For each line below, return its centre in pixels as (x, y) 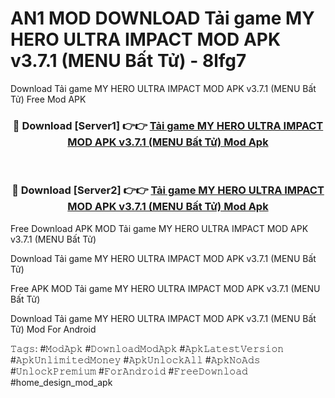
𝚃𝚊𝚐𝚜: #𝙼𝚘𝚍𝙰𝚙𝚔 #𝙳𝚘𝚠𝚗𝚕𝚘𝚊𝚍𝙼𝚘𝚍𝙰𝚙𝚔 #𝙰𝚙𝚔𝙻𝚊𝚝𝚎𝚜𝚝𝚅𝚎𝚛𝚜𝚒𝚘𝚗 (147, 348)
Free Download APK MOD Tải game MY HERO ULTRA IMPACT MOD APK (159, 228)
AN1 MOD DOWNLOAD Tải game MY (162, 18)
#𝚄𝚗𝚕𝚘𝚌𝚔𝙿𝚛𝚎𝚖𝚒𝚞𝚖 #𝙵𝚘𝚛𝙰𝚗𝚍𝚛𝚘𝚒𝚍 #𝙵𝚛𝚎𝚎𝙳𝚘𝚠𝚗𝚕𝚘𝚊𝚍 (129, 371)
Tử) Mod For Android (53, 329)
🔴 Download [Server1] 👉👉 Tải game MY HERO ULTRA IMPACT (168, 125)
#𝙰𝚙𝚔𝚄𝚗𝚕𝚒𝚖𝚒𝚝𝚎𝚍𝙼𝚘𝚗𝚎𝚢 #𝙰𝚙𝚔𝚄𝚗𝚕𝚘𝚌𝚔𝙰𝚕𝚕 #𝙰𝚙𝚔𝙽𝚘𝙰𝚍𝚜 (135, 359)
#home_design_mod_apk (61, 382)
